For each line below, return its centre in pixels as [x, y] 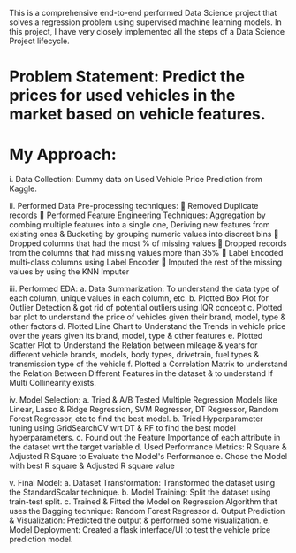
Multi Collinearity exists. [53, 383]
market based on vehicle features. [138, 115]
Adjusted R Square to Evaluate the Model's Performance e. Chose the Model [148, 457]
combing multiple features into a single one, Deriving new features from [140, 225]
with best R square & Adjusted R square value [92, 466]
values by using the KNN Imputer [69, 272]
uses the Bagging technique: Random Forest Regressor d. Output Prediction [147, 511]
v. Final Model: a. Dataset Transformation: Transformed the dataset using [142, 483]
